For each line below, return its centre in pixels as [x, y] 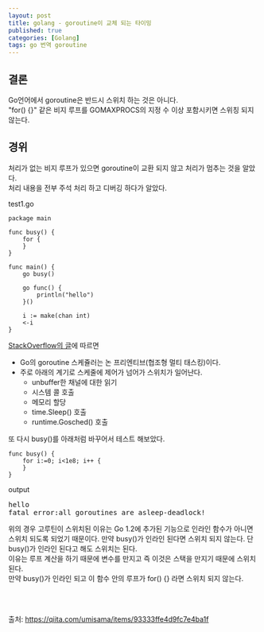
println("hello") [65, 295]
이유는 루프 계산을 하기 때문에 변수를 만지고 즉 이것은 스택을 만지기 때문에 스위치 [132, 558]
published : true [35, 30]
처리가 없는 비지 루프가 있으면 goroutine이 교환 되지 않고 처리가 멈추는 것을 [124, 168]
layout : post [30, 16]
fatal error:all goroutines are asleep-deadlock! [107, 512]
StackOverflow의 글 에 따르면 [54, 345]
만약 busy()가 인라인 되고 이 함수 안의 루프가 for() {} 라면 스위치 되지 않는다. [126, 578]
